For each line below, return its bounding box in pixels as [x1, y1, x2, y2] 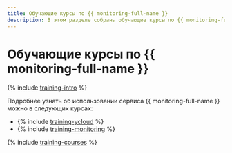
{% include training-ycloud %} [17, 118, 104, 126]
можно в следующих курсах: [7, 104, 93, 112]
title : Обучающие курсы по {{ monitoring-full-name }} [7, 10, 168, 17]
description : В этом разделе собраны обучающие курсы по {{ [7, 17, 184, 23]
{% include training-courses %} [7, 139, 98, 147]
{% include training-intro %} [7, 83, 88, 92]
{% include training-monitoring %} [17, 125, 115, 133]
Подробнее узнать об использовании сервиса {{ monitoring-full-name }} [7, 97, 220, 105]
